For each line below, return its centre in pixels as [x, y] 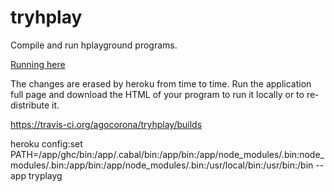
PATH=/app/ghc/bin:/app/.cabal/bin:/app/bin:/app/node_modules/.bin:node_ [167, 154]
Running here [38, 64]
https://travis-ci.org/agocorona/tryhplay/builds [106, 124]
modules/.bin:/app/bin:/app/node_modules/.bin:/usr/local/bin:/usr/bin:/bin [162, 165]
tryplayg [45, 175]
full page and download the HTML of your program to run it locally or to [157, 94]
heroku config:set [46, 143]
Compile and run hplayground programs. [94, 45]
